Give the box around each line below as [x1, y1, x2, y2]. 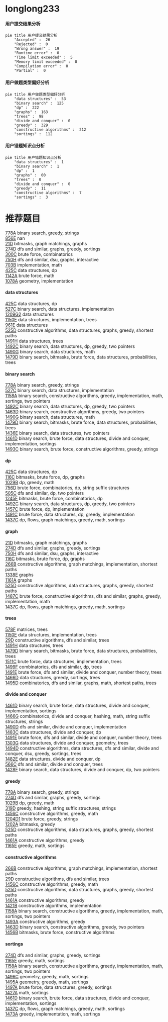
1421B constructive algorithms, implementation [5, 903, 102, 909]
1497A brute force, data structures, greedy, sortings [5, 984, 112, 990]
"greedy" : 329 [14, 123, 49, 128]
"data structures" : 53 [14, 96, 66, 101]
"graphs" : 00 [14, 172, 46, 177]
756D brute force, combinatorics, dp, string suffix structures [5, 485, 129, 491]
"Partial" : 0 [14, 68, 46, 73]
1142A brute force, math [5, 272, 55, 278]
